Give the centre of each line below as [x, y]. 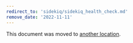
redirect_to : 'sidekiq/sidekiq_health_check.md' [67, 11]
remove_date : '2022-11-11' [39, 17]
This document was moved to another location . [64, 34]
